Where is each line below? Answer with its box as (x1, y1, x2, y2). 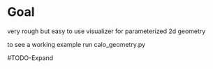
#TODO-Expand (7, 53, 54, 62)
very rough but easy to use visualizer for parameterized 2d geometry (7, 27, 206, 35)
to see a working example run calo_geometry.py (7, 40, 145, 48)
